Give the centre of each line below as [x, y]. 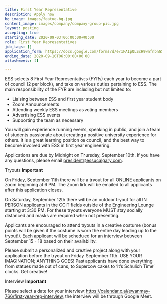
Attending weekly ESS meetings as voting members [65, 110]
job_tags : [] [19, 47]
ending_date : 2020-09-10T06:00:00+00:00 [48, 56]
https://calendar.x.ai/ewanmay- [118, 291]
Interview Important [26, 281]
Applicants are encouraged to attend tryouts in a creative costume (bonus [81, 225]
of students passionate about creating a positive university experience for [81, 135]
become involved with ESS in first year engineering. [58, 146]
